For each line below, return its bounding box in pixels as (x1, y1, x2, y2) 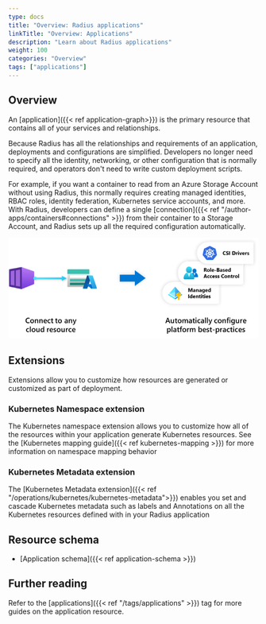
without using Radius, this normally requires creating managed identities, (8, 188, 247, 197)
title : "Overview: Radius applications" (8, 21, 145, 29)
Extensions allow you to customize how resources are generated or (8, 374, 229, 385)
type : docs (8, 13, 44, 21)
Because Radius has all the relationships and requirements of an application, (8, 138, 258, 148)
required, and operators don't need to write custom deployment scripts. (8, 164, 243, 173)
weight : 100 (8, 46, 48, 55)
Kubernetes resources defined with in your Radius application (8, 510, 210, 520)
